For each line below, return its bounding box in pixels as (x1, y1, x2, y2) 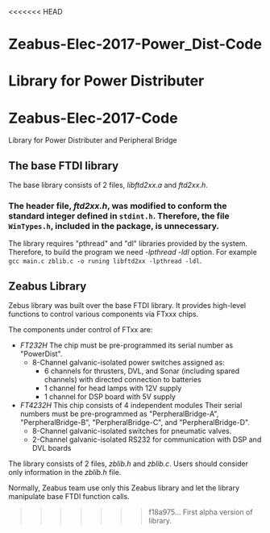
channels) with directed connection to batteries (44, 375, 201, 385)
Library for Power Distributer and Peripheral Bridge (8, 135, 177, 145)
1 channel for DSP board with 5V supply (44, 392, 176, 402)
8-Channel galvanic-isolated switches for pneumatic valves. (31, 427, 232, 436)
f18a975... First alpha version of (148, 507, 253, 517)
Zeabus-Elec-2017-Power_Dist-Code (8, 35, 262, 53)
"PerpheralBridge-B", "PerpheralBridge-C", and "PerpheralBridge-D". (19, 418, 250, 427)
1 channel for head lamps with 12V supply (44, 383, 182, 394)
